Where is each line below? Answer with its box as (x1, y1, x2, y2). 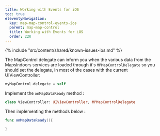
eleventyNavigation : (5, 16, 47, 21)
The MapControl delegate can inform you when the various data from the (5, 57, 151, 62)
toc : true (5, 12, 25, 16)
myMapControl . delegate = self (5, 81, 66, 86)
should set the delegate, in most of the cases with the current (5, 67, 128, 73)
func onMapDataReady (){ (5, 118, 53, 122)
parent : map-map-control (9, 25, 60, 30)
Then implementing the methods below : (5, 108, 86, 114)
